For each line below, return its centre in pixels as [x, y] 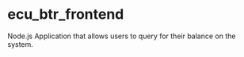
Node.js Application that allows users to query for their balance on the [122, 36]
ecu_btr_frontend [66, 14]
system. [20, 44]
